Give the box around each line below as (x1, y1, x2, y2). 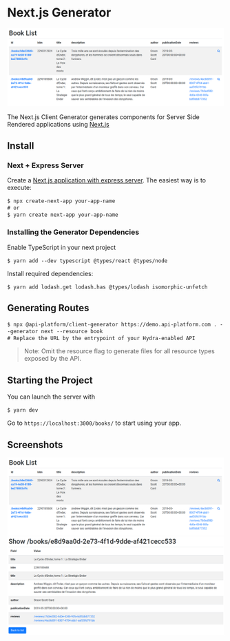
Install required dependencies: (7, 269, 94, 277)
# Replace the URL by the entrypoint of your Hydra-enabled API (7, 335, 196, 342)
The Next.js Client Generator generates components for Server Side (7, 112, 200, 121)
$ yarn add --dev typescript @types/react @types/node (7, 257, 168, 264)
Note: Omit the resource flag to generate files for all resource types (23, 347, 215, 355)
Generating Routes (7, 302, 90, 314)
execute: (7, 184, 32, 192)
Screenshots (7, 439, 63, 450)
